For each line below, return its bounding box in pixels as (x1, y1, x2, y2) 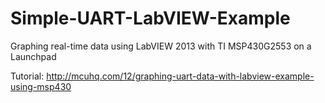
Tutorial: (10, 70, 45, 82)
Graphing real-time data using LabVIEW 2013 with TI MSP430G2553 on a (10, 40, 312, 52)
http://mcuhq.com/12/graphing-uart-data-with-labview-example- (46, 70, 315, 82)
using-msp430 (10, 80, 72, 92)
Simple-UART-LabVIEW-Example (10, 7, 291, 30)
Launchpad (10, 50, 57, 62)
